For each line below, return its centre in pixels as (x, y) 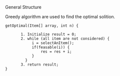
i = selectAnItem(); (53, 43)
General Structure (23, 7)
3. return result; (39, 65)
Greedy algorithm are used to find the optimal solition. (60, 17)
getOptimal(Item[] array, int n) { (42, 26)
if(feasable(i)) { (51, 47)
